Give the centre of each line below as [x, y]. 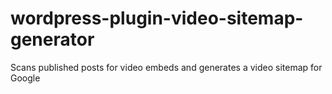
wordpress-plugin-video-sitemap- [157, 18]
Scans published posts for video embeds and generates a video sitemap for [166, 67]
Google [25, 78]
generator [52, 39]
